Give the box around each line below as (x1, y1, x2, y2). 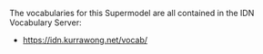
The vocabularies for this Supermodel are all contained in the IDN (9, 8, 255, 18)
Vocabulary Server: (9, 17, 82, 28)
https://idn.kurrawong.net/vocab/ (22, 35, 148, 45)
